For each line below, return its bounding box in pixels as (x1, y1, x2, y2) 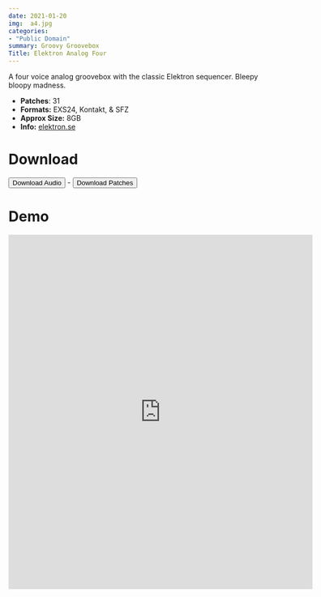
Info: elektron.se (19, 122, 76, 131)
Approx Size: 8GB (19, 113, 81, 122)
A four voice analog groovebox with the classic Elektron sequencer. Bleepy (8, 72, 259, 81)
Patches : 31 (19, 96, 61, 105)
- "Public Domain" (8, 34, 71, 43)
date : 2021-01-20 (8, 11, 67, 20)
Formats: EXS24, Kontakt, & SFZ (19, 104, 130, 114)
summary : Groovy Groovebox (8, 42, 100, 50)
